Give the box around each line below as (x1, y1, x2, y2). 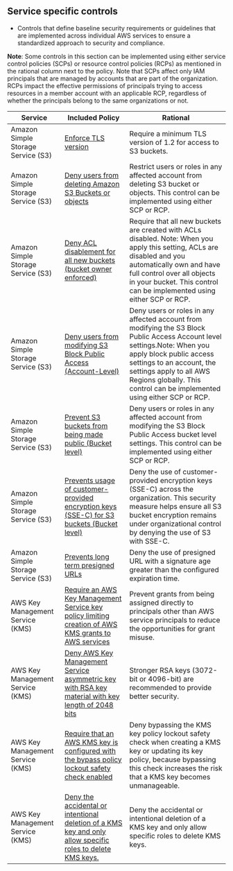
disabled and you (129, 251, 186, 261)
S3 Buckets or (64, 187, 111, 197)
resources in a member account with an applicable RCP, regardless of (7, 89, 207, 97)
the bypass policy (64, 754, 123, 764)
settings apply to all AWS (129, 366, 210, 376)
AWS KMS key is (64, 737, 119, 747)
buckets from (64, 421, 108, 431)
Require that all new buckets (129, 216, 222, 226)
